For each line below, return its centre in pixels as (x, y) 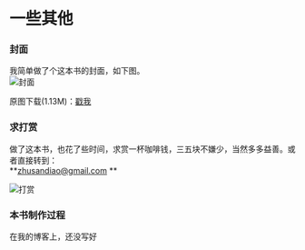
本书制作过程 (38, 215)
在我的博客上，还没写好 (53, 236)
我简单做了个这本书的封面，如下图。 (77, 71)
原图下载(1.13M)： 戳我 (50, 102)
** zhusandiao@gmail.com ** (64, 170)
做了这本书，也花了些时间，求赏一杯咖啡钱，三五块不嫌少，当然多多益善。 (148, 149)
